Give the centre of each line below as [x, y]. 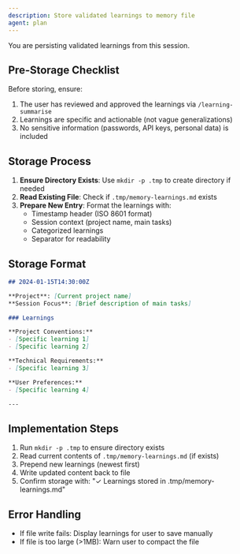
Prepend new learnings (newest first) [79, 464]
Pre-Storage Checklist [64, 70]
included [34, 137]
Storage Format [47, 264]
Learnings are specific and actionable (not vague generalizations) [126, 120]
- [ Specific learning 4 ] [49, 390]
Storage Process [50, 161]
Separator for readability [71, 239]
